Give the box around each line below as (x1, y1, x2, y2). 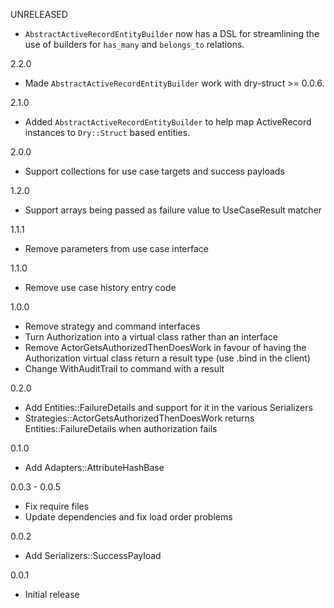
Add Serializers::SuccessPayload (24, 550, 162, 561)
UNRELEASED (10, 9, 68, 20)
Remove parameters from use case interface (24, 243, 209, 254)
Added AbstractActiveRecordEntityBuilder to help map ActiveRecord (24, 116, 312, 128)
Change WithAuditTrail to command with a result (24, 363, 225, 374)
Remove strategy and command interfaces (24, 320, 201, 332)
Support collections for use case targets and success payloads (24, 165, 285, 177)
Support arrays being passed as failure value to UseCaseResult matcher (24, 204, 323, 216)
